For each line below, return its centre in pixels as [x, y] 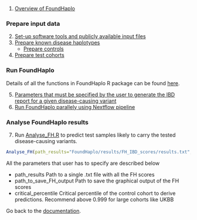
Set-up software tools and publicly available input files [80, 36]
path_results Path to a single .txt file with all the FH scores [84, 174]
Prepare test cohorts [39, 55]
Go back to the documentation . [43, 211]
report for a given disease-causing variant [65, 101]
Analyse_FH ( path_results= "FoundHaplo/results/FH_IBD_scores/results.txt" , [99, 152]
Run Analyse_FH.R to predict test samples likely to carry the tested [95, 135]
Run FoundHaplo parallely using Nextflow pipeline [75, 107]
